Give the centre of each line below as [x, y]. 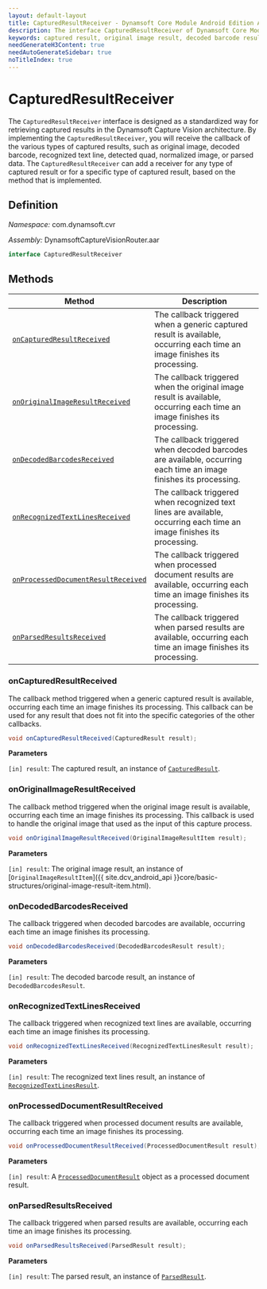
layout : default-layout [48, 15]
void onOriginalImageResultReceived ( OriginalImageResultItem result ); [128, 838]
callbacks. [25, 724]
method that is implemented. [55, 180]
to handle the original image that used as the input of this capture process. [130, 824]
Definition [33, 205]
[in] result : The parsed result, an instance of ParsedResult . [107, 1276]
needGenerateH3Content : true [56, 45]
